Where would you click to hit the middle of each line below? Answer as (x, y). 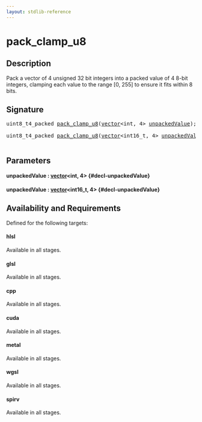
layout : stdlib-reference (38, 12)
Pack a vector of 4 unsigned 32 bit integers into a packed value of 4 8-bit (97, 78)
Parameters (29, 161)
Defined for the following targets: (47, 223)
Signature (25, 110)
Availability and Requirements (64, 209)
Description (29, 64)
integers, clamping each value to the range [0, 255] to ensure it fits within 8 (99, 84)
